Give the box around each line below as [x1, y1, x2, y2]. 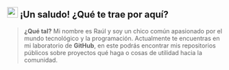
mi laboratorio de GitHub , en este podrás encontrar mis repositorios [23, 41, 216, 50]
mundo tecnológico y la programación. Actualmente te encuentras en [23, 34, 220, 42]
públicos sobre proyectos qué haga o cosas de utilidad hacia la [23, 48, 202, 56]
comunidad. [23, 56, 58, 64]
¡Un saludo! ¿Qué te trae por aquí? [19, 9, 169, 20]
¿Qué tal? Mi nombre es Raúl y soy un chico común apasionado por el [23, 27, 223, 35]
